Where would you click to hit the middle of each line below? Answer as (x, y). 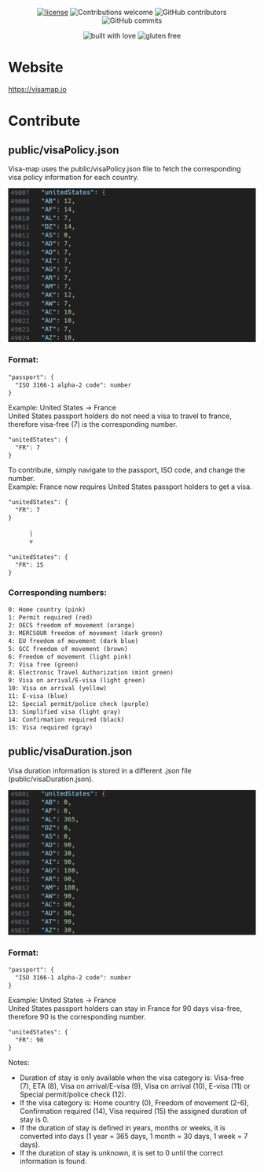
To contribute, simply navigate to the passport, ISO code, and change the (127, 470)
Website (36, 68)
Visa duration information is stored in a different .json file (100, 770)
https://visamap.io (37, 89)
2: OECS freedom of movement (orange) (71, 625)
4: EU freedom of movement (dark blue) (73, 641)
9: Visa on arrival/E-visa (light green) (77, 680)
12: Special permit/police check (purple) (79, 704)
